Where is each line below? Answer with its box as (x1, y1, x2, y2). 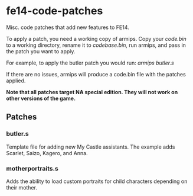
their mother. (6, 184, 37, 191)
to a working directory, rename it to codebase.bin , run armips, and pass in (6, 41, 186, 49)
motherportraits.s (6, 164, 59, 172)
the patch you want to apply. (6, 47, 76, 54)
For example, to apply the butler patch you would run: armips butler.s (6, 59, 174, 66)
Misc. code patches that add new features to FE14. (6, 24, 130, 31)
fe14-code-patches (6, 4, 103, 18)
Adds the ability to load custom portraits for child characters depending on (6, 178, 188, 185)
